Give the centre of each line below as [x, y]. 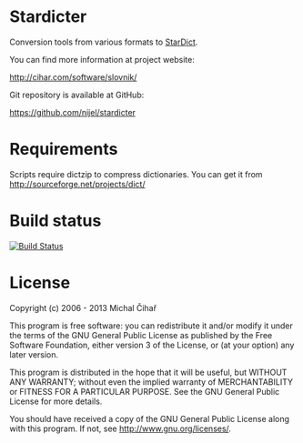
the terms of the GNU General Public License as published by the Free [141, 335]
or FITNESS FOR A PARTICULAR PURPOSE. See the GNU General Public [145, 391]
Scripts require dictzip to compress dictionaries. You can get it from [136, 174]
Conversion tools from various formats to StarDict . [104, 42]
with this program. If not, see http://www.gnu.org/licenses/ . [121, 428]
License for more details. [56, 401]
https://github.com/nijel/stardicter [73, 112]
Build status [56, 221]
